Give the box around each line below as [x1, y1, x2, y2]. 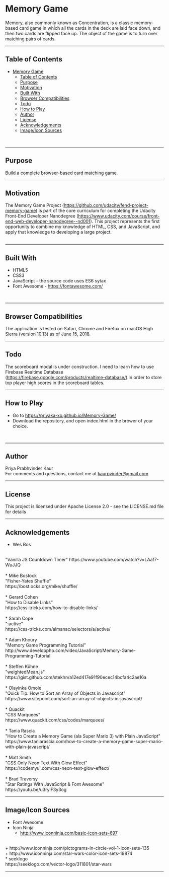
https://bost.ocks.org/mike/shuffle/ [5, 583, 78, 590]
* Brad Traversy [5, 776, 38, 782]
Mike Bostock [8, 572, 37, 579]
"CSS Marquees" [5, 712, 41, 718]
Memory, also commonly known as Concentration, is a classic [5, 20, 133, 26]
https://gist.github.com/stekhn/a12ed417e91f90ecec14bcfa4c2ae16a [5, 674, 147, 680]
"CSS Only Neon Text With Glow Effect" [5, 760, 88, 766]
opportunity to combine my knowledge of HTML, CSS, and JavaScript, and [5, 224, 160, 230]
